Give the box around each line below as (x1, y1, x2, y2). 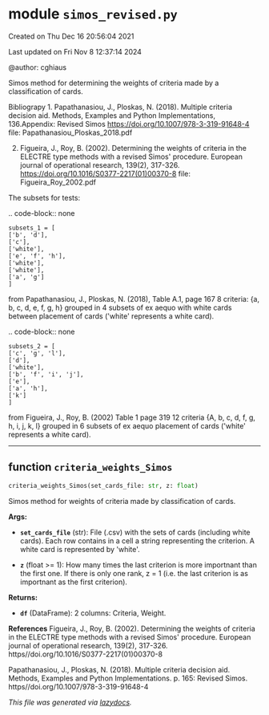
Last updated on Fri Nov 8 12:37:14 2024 (8, 47, 143, 56)
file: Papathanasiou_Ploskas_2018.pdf (8, 128, 133, 137)
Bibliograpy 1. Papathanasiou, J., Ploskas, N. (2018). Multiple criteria (8, 102, 233, 112)
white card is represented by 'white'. (19, 544, 140, 554)
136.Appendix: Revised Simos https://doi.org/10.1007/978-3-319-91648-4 (8, 119, 250, 128)
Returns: (8, 592, 38, 602)
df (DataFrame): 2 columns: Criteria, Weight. (19, 607, 167, 618)
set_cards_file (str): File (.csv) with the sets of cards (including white (19, 527, 251, 537)
